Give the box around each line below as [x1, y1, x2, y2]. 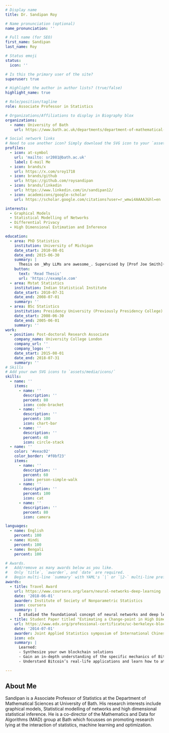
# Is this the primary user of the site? [5, 71, 94, 77]
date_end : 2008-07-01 [14, 295, 59, 300]
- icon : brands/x [10, 164, 46, 169]
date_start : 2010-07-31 [14, 290, 64, 295]
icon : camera [23, 514, 51, 520]
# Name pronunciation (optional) [5, 21, 75, 26]
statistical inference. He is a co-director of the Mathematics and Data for [5, 711, 155, 717]
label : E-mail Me [14, 159, 51, 165]
